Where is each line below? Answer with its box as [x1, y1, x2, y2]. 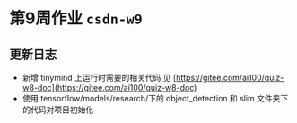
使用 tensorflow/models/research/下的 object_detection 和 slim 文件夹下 [22, 93, 289, 103]
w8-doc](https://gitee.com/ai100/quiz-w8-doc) [22, 83, 197, 92]
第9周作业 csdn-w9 [9, 8, 144, 29]
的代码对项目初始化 [22, 104, 94, 115]
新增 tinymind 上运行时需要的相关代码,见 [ [22, 73, 177, 83]
